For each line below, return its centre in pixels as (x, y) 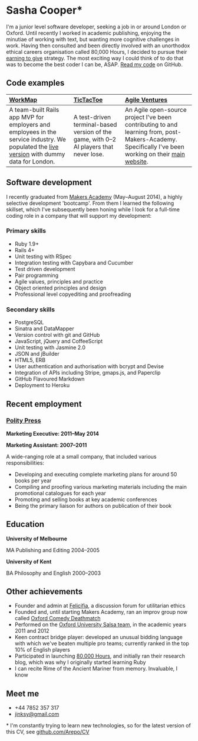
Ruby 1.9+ (27, 244)
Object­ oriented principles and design (60, 288)
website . (136, 162)
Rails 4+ (25, 250)
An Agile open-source (156, 109)
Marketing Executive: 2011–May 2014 (52, 433)
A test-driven (92, 117)
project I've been (148, 117)
